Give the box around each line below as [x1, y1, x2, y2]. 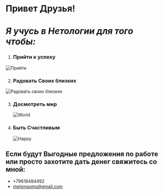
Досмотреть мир [12, 101, 57, 108]
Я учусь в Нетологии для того [5, 26, 133, 37]
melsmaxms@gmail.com [12, 184, 63, 190]
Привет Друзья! [5, 3, 76, 14]
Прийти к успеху [12, 54, 56, 61]
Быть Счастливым [12, 124, 60, 131]
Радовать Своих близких [12, 77, 76, 84]
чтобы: [5, 36, 36, 47]
